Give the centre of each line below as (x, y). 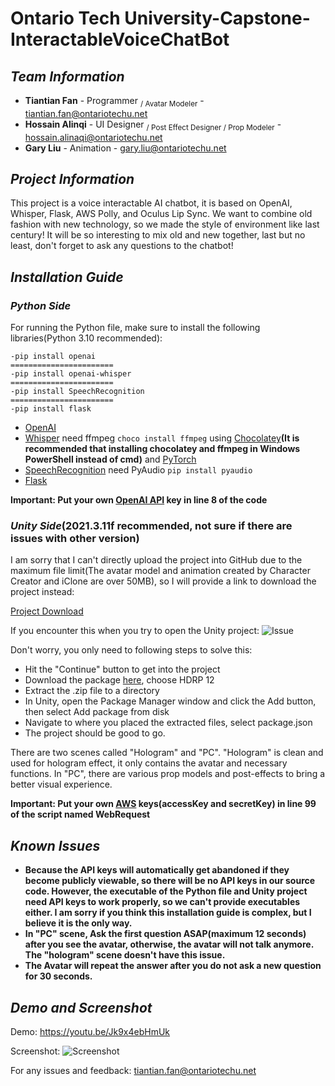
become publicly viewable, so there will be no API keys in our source (170, 881)
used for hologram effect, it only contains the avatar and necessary (149, 763)
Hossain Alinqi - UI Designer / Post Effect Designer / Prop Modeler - (153, 125)
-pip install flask (51, 409)
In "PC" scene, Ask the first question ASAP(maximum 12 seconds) (165, 934)
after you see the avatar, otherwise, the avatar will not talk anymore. (169, 944)
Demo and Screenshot (81, 1007)
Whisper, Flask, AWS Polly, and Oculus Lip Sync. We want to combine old (161, 214)
